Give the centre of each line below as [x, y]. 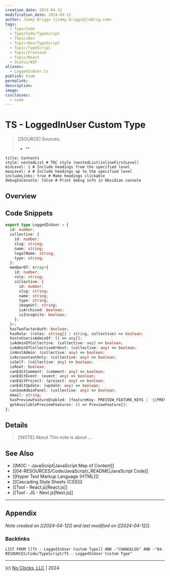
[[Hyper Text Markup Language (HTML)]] [55, 476]
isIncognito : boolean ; [42, 315]
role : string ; [29, 277]
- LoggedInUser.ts [29, 72]
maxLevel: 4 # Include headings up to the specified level [69, 172]
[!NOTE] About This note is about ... [55, 437]
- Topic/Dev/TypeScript [35, 43]
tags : [11, 24]
